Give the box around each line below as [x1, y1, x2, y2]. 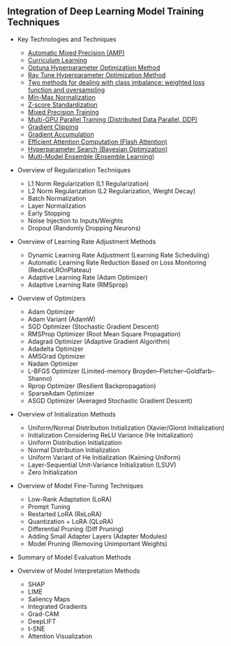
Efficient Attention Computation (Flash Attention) [27, 137, 167, 146]
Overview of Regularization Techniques [17, 165, 131, 174]
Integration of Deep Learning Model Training [7, 6, 204, 17]
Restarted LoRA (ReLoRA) [27, 509, 103, 518]
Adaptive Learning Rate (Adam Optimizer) [27, 273, 148, 281]
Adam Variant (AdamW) [27, 315, 96, 323]
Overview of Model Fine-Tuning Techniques [17, 481, 144, 490]
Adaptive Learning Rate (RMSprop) [27, 280, 128, 289]
